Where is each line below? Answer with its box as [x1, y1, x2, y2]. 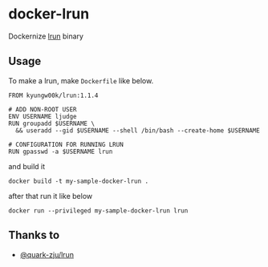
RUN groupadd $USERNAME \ [8, 119, 95, 127]
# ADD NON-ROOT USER [8, 105, 78, 113]
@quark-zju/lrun [19, 249, 75, 259]
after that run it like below [8, 191, 93, 200]
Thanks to [8, 229, 60, 242]
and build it [8, 161, 46, 171]
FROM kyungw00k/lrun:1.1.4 [8, 91, 99, 99]
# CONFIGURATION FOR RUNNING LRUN [8, 140, 124, 148]
